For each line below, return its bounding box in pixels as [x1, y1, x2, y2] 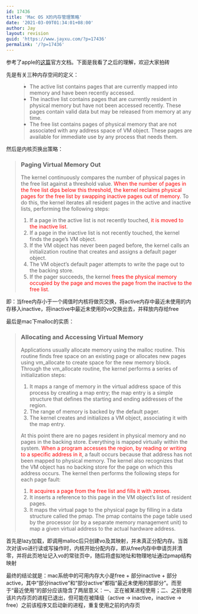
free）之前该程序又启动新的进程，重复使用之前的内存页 [6, 602, 141, 609]
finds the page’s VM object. [29, 236, 96, 243]
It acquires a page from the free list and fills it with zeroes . [29, 488, 171, 495]
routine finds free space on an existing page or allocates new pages [20, 353, 186, 360]
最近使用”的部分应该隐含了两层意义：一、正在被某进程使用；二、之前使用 [14, 587, 192, 594]
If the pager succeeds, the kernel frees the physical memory [29, 273, 177, 281]
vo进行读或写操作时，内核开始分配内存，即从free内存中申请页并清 [21, 545, 183, 552]
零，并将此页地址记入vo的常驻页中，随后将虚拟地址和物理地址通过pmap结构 [6, 552, 192, 559]
